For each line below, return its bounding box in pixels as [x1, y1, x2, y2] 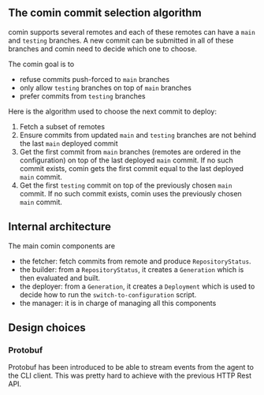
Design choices [8, 321, 87, 334]
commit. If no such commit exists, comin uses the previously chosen [19, 188, 242, 198]
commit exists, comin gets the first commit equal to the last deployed [19, 163, 244, 173]
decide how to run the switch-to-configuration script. [19, 289, 197, 299]
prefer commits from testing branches [19, 91, 146, 101]
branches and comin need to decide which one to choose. [8, 43, 197, 54]
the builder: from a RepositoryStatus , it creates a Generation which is [19, 264, 244, 274]
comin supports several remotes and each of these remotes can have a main [8, 27, 256, 36]
